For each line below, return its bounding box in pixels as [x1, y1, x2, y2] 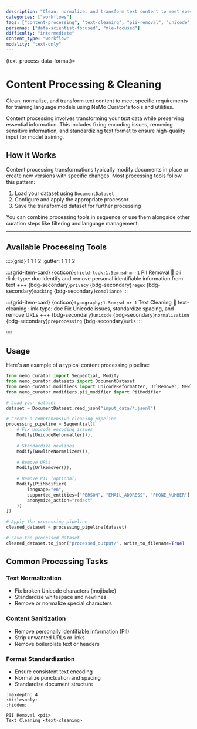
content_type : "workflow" [6, 36, 69, 42]
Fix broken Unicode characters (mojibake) [14, 587, 116, 594]
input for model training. [6, 133, 64, 141]
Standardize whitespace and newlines [14, 594, 107, 601]
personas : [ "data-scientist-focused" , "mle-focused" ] [6, 25, 141, 31]
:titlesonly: [6, 697, 38, 703]
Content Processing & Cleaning [6, 78, 162, 91]
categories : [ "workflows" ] [6, 14, 72, 20]
